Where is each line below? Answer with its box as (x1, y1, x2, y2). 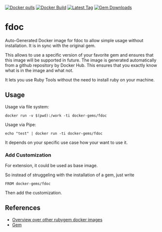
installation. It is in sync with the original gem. (5, 43, 96, 48)
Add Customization (5, 152, 52, 158)
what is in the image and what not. (5, 67, 74, 73)
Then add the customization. (5, 190, 62, 196)
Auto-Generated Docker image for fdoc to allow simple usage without (5, 37, 144, 43)
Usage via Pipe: (5, 122, 36, 127)
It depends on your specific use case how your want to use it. (5, 139, 128, 145)
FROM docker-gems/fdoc (5, 182, 51, 186)
